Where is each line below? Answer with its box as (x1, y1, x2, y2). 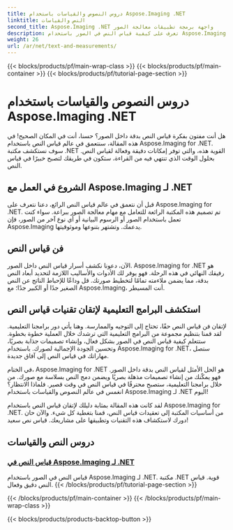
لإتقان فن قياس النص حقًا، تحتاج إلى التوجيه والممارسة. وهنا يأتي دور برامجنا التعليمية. (7, 322, 227, 330)
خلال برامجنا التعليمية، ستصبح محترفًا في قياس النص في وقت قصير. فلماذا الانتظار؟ (7, 380, 223, 388)
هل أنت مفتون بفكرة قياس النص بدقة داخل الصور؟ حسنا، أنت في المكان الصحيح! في (7, 131, 226, 140)
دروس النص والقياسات (7, 436, 95, 448)
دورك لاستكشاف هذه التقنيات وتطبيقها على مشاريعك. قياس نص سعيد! (7, 416, 189, 425)
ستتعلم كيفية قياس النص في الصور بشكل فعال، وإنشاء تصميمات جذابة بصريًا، (7, 337, 206, 346)
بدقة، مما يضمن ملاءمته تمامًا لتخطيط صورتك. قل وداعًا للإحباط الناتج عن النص (7, 276, 209, 284)
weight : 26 (7, 36, 39, 43)
